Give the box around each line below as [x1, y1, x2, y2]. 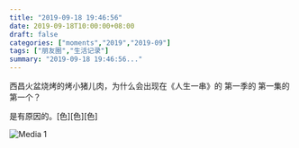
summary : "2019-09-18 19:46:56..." [9, 55, 143, 64]
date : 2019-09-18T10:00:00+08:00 [9, 22, 135, 30]
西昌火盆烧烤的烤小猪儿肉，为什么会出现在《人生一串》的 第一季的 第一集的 [9, 81, 290, 91]
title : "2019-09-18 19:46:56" [9, 13, 123, 22]
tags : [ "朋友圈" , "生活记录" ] [9, 47, 110, 56]
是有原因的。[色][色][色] [9, 111, 98, 121]
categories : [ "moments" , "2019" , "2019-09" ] [9, 38, 171, 48]
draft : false [9, 30, 59, 39]
